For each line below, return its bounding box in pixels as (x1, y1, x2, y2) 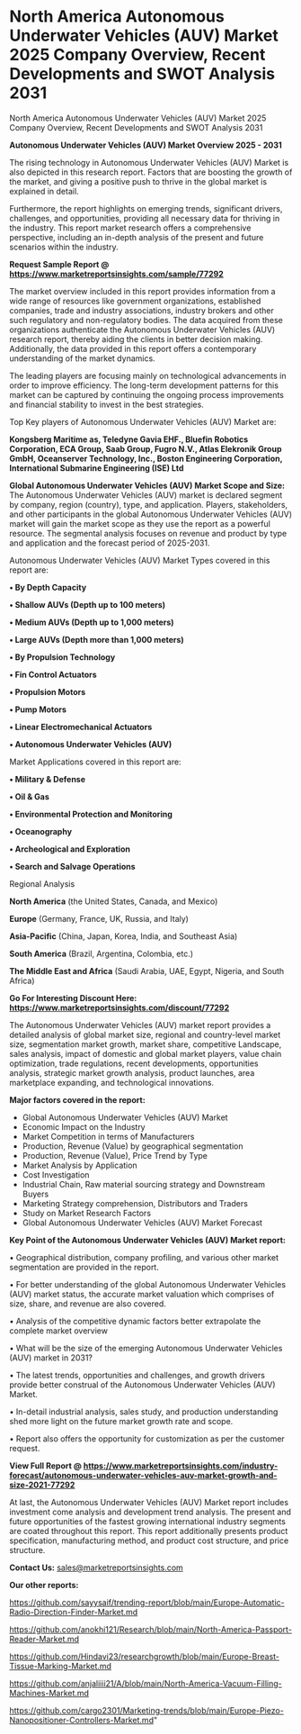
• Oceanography (9, 826, 73, 836)
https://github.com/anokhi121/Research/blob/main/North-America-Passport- (9, 1623, 292, 1635)
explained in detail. (9, 185, 79, 196)
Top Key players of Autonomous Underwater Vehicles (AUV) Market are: (9, 416, 277, 427)
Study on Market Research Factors (22, 1207, 151, 1218)
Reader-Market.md (9, 1633, 79, 1644)
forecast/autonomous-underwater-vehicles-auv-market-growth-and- (9, 1469, 278, 1480)
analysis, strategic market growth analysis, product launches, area (9, 1067, 255, 1078)
